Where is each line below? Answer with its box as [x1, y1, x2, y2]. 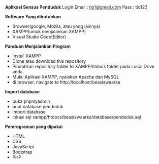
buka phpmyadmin [12, 98, 50, 104]
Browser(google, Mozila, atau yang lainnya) [12, 23, 100, 29]
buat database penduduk [12, 104, 64, 109]
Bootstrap [12, 149, 32, 155]
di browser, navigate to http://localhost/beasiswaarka [12, 79, 121, 85]
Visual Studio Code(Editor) [12, 34, 66, 40]
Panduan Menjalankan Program [5, 43, 71, 49]
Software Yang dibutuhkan [5, 14, 61, 19]
